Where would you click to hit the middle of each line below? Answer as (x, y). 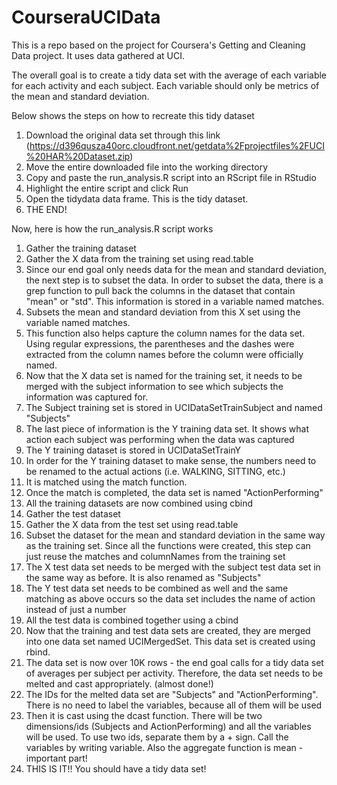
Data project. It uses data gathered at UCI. (98, 55)
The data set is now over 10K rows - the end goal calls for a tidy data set (174, 662)
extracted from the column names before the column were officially (164, 354)
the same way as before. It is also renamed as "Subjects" (143, 577)
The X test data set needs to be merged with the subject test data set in (173, 567)
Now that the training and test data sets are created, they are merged (168, 630)
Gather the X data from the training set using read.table (139, 258)
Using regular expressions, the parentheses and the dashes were (160, 343)
